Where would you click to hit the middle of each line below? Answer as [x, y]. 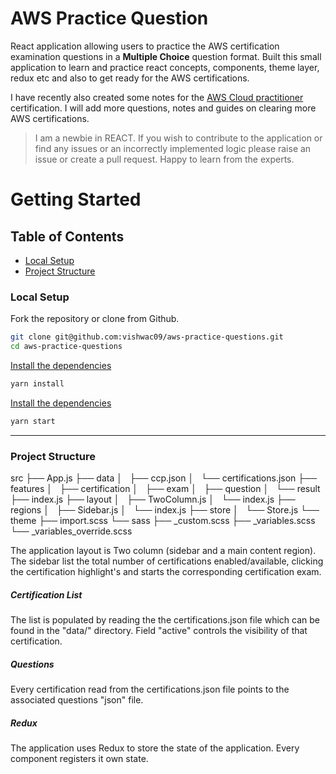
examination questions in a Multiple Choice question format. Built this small [166, 56]
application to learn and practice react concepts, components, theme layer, [165, 67]
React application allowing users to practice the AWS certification [145, 46]
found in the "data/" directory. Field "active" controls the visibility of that [159, 630]
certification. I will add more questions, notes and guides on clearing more [163, 108]
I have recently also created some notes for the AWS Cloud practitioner [157, 97]
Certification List [46, 594]
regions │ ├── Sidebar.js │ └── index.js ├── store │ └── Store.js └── [165, 510]
